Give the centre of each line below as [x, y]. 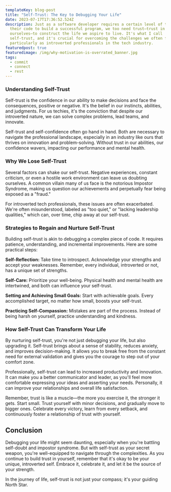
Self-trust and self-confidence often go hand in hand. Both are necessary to [85, 132]
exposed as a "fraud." [28, 194]
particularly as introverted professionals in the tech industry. [82, 43]
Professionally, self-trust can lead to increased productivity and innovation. [84, 372]
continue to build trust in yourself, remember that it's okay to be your [77, 459]
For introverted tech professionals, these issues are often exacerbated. [80, 204]
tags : [11, 57]
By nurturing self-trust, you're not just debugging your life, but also [76, 340]
